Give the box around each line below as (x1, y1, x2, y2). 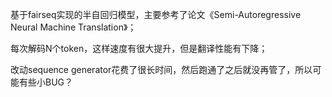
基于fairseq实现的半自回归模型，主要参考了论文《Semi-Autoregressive (10, 9, 302, 20)
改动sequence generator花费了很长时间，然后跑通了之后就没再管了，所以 (10, 64, 313, 75)
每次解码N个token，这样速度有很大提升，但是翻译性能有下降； (10, 43, 268, 54)
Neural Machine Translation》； (10, 21, 137, 33)
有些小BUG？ (18, 76, 74, 88)
